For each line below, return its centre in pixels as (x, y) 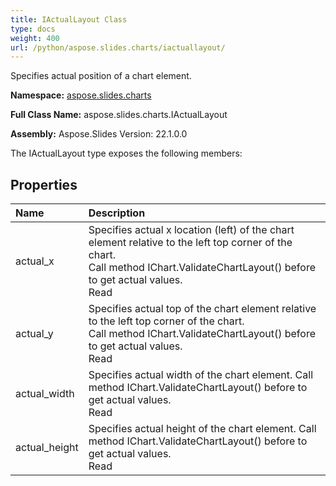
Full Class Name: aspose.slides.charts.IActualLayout (119, 115)
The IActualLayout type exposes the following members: (126, 153)
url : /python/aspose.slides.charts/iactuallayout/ (118, 47)
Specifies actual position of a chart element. (101, 76)
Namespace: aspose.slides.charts (81, 95)
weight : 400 (35, 38)
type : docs (33, 29)
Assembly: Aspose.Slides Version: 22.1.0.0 (99, 134)
